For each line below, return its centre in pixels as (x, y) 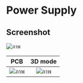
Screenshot (28, 32)
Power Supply (41, 10)
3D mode (44, 61)
